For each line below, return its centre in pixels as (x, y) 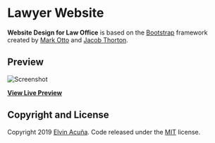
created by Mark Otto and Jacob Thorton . (68, 39)
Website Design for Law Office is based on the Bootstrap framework (107, 32)
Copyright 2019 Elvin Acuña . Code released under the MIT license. (104, 132)
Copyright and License (58, 115)
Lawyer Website (56, 13)
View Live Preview (35, 92)
